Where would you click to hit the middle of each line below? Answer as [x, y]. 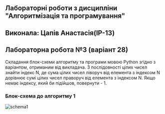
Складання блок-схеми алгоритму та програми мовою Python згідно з [81, 62]
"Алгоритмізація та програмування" [65, 16]
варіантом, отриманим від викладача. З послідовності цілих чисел [76, 67]
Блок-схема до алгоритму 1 [40, 96]
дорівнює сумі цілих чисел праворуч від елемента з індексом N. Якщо [80, 78]
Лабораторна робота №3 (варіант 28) [67, 50]
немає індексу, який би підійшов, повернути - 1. [56, 83]
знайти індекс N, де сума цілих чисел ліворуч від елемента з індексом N [83, 72]
